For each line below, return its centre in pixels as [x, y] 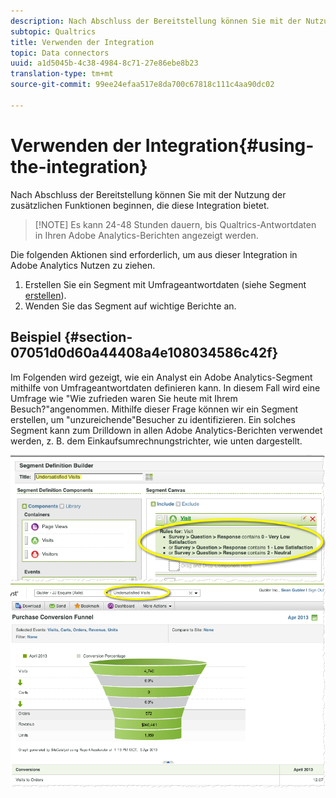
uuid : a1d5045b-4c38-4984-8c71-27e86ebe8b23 [104, 63]
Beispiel [36, 337]
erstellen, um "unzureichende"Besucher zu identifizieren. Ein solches [153, 419]
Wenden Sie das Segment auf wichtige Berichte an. [130, 306]
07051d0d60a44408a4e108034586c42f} [144, 353]
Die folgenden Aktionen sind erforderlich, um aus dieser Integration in [154, 254]
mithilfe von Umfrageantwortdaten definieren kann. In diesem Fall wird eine [165, 387]
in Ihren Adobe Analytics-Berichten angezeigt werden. [146, 235]
